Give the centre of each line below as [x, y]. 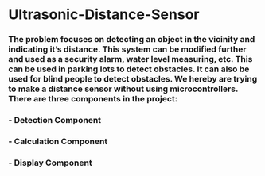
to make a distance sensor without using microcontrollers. [123, 89]
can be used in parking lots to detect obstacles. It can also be [129, 69]
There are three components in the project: [93, 99]
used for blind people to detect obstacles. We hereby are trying [133, 79]
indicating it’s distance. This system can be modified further [127, 49]
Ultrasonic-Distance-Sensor [104, 15]
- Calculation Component [58, 141]
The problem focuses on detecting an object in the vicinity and [132, 40]
